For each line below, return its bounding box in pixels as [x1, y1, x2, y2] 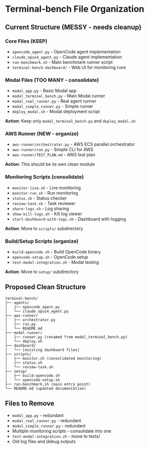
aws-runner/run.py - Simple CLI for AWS [12, 147, 94, 152]
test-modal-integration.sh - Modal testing [12, 259, 99, 265]
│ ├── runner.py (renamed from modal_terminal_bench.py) [5, 334, 128, 339]
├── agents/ [5, 300, 29, 305]
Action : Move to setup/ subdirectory [5, 269, 79, 275]
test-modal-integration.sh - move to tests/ [12, 433, 100, 439]
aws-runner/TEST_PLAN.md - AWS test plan [12, 152, 95, 158]
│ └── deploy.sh [5, 339, 43, 344]
